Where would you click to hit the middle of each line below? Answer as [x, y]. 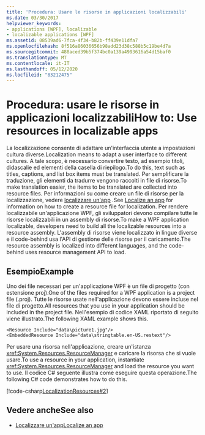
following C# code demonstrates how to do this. [67, 379]
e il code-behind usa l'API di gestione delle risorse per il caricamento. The [99, 239]
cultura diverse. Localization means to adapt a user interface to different [97, 154]
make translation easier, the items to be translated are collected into [92, 187]
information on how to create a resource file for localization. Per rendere [97, 206]
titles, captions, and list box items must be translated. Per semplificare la [98, 174]
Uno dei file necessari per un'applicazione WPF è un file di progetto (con [98, 286]
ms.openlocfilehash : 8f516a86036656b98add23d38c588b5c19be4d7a [89, 47]
